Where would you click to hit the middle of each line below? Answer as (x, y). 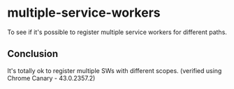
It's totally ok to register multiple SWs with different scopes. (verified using (115, 70)
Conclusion (33, 54)
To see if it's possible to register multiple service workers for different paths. (117, 32)
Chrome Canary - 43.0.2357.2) (51, 78)
